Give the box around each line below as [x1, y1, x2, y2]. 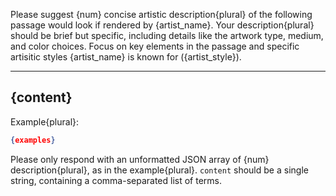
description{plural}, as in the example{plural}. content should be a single [10, 164, 309, 176]
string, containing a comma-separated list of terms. [10, 174, 222, 186]
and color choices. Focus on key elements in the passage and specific [10, 40, 300, 52]
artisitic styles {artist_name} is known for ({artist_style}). [10, 51, 242, 63]
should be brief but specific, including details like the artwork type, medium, [10, 30, 324, 41]
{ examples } [10, 135, 56, 145]
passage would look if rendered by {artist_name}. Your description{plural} [10, 19, 315, 31]
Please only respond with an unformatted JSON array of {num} [10, 153, 270, 165]
